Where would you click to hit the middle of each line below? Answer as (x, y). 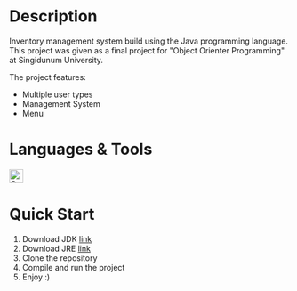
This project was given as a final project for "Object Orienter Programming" (147, 50)
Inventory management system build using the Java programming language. (149, 41)
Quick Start (52, 214)
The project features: (48, 77)
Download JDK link (57, 238)
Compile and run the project (73, 267)
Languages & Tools (81, 150)
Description (53, 16)
